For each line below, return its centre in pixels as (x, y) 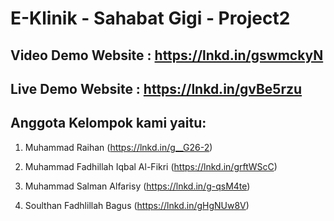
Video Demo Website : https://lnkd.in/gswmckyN (167, 55)
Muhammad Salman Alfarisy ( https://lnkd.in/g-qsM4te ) (137, 186)
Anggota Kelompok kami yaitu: (108, 123)
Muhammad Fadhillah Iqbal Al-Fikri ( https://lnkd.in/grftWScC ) (151, 166)
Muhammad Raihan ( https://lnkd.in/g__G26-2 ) (118, 147)
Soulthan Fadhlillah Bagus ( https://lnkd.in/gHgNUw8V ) (137, 205)
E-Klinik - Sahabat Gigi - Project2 (150, 18)
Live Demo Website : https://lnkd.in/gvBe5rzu (156, 88)
